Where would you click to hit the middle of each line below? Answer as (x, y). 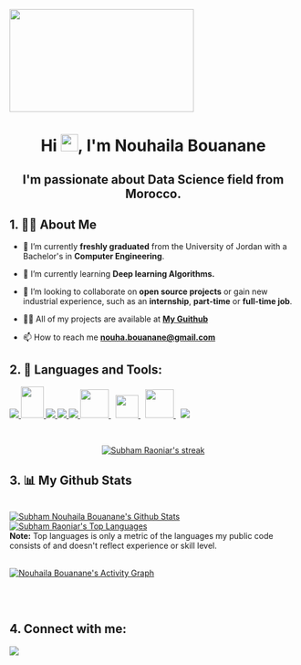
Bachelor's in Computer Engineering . (93, 257)
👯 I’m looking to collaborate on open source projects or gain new (145, 291)
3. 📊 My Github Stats (71, 480)
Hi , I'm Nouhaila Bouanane (153, 146)
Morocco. (153, 193)
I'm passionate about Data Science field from (153, 179)
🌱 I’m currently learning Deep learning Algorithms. (119, 274)
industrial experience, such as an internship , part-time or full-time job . (157, 301)
